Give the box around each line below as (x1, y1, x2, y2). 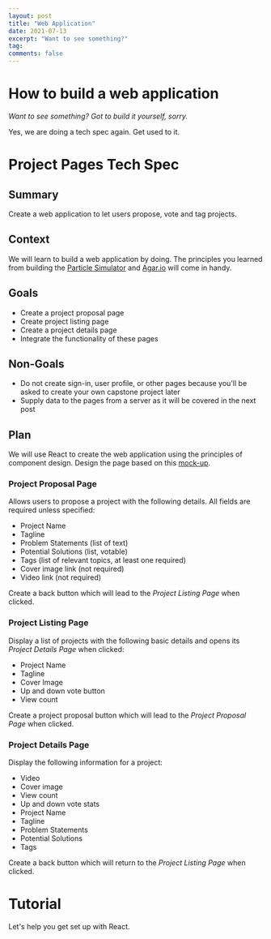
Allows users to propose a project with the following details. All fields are (8, 496, 251, 507)
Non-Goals (8, 357, 65, 371)
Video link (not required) (19, 572, 102, 582)
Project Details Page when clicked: (8, 644, 125, 654)
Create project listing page (19, 316, 109, 326)
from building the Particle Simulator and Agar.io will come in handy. (8, 263, 232, 272)
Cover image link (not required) (19, 564, 125, 574)
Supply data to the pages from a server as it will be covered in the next (19, 396, 256, 405)
